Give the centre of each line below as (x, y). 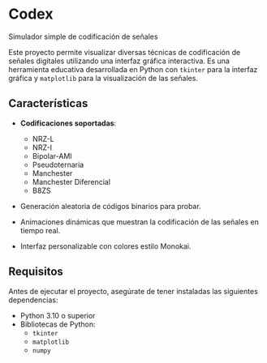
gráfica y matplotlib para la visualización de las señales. (103, 78)
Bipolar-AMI (52, 156)
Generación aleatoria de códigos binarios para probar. (110, 206)
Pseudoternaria (58, 164)
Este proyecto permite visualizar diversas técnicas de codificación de (125, 52)
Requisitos (36, 272)
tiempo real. (40, 230)
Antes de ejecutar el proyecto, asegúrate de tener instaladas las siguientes (133, 291)
